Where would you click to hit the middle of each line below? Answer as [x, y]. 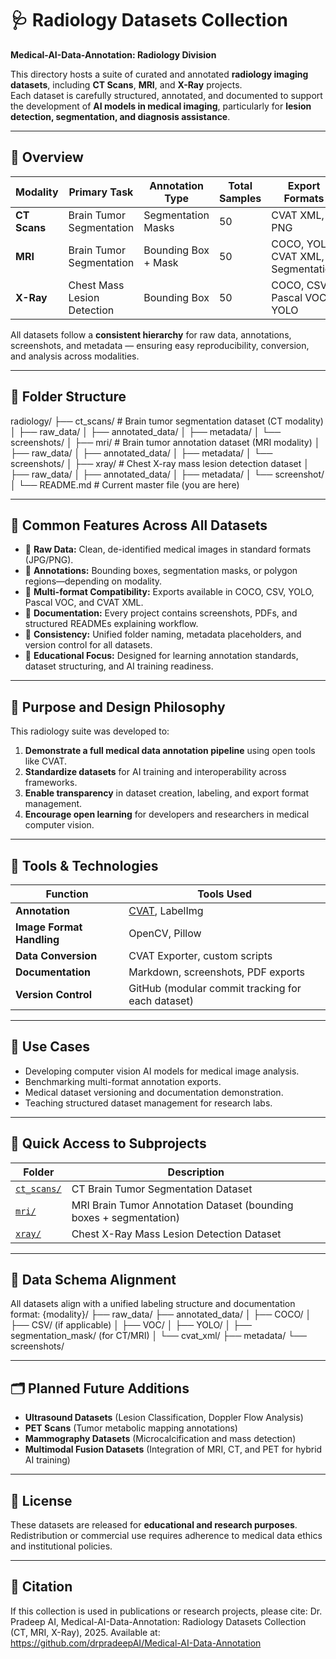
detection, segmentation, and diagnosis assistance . [120, 116]
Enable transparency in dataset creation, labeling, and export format [167, 793]
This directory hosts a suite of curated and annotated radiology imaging [159, 74]
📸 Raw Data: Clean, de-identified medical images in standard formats [168, 549]
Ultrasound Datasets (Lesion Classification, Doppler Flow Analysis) [164, 1418]
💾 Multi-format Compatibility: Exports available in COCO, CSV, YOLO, [169, 592]
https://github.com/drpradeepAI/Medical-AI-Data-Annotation [136, 1643]
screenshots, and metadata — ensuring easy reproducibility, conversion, [160, 345]
